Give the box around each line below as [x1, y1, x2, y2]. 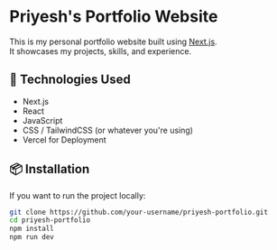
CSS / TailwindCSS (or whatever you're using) [22, 125, 194, 135]
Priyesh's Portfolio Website [9, 6, 218, 27]
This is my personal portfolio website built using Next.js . [9, 36, 218, 47]
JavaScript [22, 115, 63, 125]
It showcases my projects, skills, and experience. [9, 45, 192, 56]
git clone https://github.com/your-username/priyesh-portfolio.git [9, 208, 269, 217]
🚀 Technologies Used [9, 72, 131, 88]
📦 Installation [9, 162, 90, 177]
